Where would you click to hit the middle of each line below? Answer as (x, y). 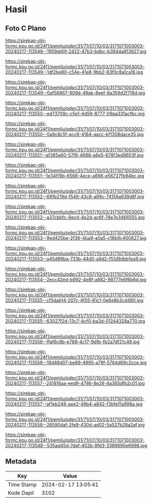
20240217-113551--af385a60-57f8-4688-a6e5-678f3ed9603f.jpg (74, 155)
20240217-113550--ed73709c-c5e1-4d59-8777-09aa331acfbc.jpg (75, 114)
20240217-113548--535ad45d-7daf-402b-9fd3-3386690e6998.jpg (76, 446)
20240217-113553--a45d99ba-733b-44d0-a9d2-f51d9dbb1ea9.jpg (76, 259)
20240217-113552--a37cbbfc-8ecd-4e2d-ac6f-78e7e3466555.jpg (75, 217)
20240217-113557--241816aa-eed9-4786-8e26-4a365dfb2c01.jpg (75, 383)
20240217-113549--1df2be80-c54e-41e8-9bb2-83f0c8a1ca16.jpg (74, 72)
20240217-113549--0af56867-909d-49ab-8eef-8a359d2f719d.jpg (75, 93)
